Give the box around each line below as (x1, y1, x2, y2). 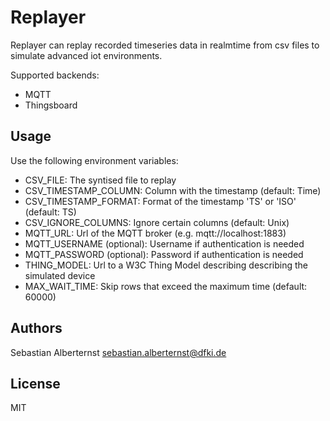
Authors (10, 320, 63, 337)
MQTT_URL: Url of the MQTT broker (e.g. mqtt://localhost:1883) (24, 227, 287, 239)
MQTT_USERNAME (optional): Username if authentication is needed (24, 237, 305, 250)
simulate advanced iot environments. (10, 49, 163, 61)
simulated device (24, 269, 96, 281)
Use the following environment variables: (10, 154, 179, 166)
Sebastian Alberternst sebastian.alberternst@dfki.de (10, 346, 227, 358)
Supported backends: (10, 69, 100, 81)
